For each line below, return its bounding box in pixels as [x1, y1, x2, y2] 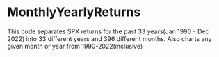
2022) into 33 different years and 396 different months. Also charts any [7, 34, 212, 42]
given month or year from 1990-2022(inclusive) [7, 42, 143, 50]
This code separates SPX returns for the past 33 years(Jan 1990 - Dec [7, 27, 209, 35]
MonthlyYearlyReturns [7, 4, 141, 20]
